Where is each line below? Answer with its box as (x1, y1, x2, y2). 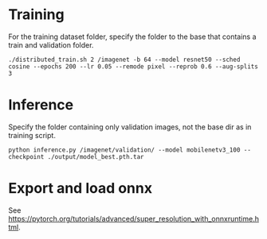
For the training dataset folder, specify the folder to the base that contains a (8, 32, 257, 41)
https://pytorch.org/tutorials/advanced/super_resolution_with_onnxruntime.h (8, 214, 259, 223)
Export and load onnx (8, 179, 153, 198)
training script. (8, 130, 56, 140)
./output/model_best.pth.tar (47, 152, 145, 160)
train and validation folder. (8, 40, 94, 49)
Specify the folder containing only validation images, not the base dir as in (8, 121, 252, 132)
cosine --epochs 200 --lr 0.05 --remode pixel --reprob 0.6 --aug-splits (8, 62, 259, 71)
